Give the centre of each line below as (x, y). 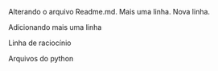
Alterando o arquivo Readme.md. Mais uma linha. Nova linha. (109, 12)
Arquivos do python (41, 58)
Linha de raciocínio (40, 43)
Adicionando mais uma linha (55, 27)
